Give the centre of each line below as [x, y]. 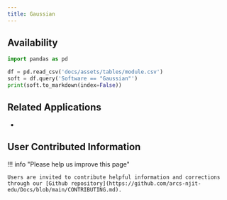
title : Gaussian [31, 14]
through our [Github [38, 183]
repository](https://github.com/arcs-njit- [136, 183]
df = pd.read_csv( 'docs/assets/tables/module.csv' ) [85, 72]
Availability [33, 43]
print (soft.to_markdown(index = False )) [65, 85]
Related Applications [54, 107]
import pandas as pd [38, 59]
